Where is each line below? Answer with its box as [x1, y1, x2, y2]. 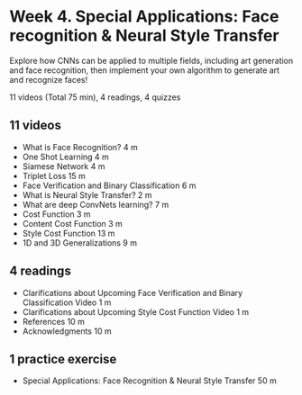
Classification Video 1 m [22, 297, 112, 308]
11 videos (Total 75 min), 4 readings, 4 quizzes [9, 92, 181, 103]
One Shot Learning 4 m [22, 151, 110, 162]
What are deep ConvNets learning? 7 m [22, 199, 169, 210]
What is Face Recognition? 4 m [22, 141, 138, 152]
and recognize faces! [9, 74, 88, 85]
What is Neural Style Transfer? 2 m [22, 189, 152, 200]
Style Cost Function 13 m [22, 228, 115, 238]
